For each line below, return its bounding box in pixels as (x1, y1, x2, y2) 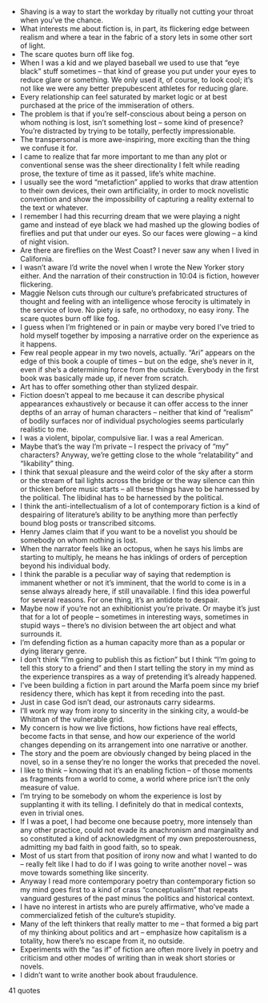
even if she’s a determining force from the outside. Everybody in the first (19, 365, 259, 374)
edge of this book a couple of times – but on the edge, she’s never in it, (19, 356, 254, 366)
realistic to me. (19, 424, 70, 434)
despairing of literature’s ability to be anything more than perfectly (19, 510, 238, 519)
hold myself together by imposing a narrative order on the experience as (19, 331, 259, 340)
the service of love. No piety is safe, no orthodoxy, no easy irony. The (19, 305, 250, 315)
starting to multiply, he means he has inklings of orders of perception (19, 553, 248, 562)
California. (19, 254, 54, 263)
